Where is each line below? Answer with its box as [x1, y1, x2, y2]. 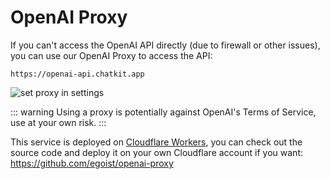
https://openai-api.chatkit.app [10, 69, 145, 79]
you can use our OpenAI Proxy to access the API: [10, 49, 213, 61]
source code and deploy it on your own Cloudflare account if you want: [10, 146, 303, 158]
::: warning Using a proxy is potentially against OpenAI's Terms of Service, [10, 106, 317, 118]
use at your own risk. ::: [10, 116, 107, 128]
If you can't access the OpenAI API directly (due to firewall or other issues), [10, 39, 321, 51]
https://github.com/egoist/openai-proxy [10, 157, 174, 169]
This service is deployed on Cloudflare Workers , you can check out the [10, 136, 303, 148]
